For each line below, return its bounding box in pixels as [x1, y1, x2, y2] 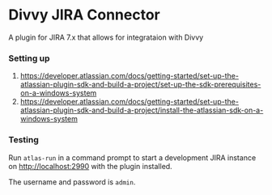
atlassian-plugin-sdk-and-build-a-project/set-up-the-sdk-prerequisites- [19, 79, 261, 90]
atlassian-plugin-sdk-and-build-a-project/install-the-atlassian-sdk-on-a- [19, 105, 264, 115]
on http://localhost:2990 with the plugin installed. [8, 161, 172, 171]
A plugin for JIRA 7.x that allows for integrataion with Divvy [8, 32, 204, 42]
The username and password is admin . [8, 176, 136, 187]
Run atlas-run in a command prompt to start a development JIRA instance [8, 152, 257, 163]
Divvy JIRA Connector [8, 6, 160, 24]
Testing [8, 134, 39, 146]
